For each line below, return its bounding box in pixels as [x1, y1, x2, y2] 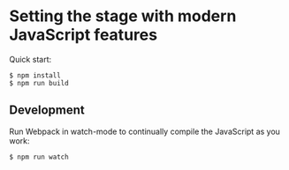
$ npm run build [9, 78, 69, 87]
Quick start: [9, 54, 51, 64]
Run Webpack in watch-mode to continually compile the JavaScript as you [9, 126, 281, 137]
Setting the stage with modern [9, 6, 237, 26]
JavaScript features [9, 25, 157, 45]
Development [9, 103, 86, 118]
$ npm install [9, 70, 62, 80]
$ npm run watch [9, 152, 69, 161]
